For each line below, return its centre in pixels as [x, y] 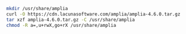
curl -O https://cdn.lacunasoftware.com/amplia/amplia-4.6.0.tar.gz [93, 14]
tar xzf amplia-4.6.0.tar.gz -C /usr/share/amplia [71, 20]
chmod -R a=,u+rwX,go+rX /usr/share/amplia [61, 25]
